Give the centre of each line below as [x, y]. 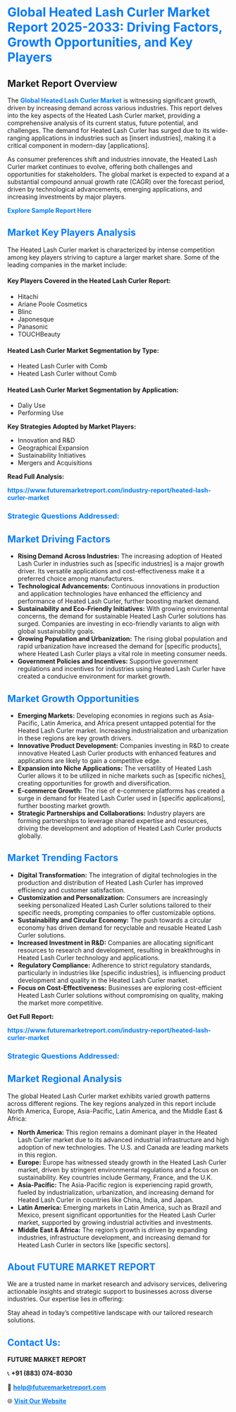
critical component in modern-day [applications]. [79, 145]
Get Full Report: [31, 1016]
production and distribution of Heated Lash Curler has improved [110, 882]
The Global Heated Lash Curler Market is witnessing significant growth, [112, 100]
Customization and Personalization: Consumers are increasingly [112, 897]
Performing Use [41, 413]
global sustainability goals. [56, 631]
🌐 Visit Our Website [37, 1401]
